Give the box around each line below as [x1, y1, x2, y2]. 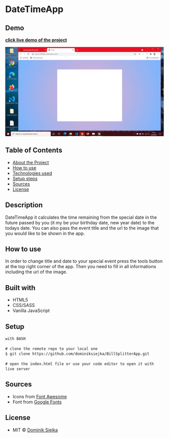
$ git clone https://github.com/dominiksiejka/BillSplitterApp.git [5, 351, 150, 356]
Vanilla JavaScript [12, 307, 50, 314]
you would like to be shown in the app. [5, 230, 85, 236]
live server [5, 366, 30, 371]
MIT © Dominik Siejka [12, 427, 58, 433]
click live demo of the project [5, 37, 67, 43]
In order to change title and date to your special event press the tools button [5, 258, 163, 264]
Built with [5, 283, 36, 292]
